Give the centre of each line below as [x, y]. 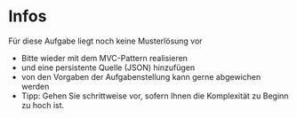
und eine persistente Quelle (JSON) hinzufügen [108, 67]
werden [35, 86]
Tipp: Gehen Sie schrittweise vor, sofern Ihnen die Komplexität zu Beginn [155, 96]
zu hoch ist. [43, 105]
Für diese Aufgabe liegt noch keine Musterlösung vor [105, 41]
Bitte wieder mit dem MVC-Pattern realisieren [104, 58]
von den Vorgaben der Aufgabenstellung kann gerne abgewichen [141, 76]
